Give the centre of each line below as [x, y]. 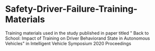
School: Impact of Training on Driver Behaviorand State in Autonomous [77, 38]
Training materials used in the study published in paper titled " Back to [77, 33]
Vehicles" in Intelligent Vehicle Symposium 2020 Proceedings [68, 43]
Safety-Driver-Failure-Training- [71, 9]
